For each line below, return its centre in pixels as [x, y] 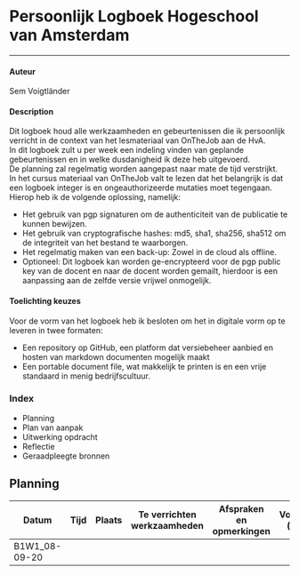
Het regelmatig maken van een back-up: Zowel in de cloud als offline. [149, 252]
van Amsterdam [69, 35]
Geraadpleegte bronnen [66, 456]
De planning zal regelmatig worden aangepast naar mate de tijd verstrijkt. [144, 169]
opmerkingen [242, 531]
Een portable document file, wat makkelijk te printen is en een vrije [144, 366]
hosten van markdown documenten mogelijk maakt [116, 356]
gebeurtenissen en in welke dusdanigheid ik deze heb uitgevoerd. [130, 160]
